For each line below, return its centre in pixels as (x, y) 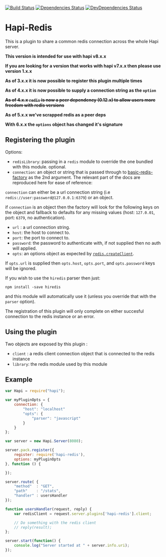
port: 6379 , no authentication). (35, 218)
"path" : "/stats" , (37, 491)
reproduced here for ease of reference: (52, 182)
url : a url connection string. (41, 227)
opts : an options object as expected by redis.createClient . (73, 253)
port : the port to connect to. (41, 237)
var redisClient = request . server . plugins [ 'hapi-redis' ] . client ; (83, 514)
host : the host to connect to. (41, 232)
